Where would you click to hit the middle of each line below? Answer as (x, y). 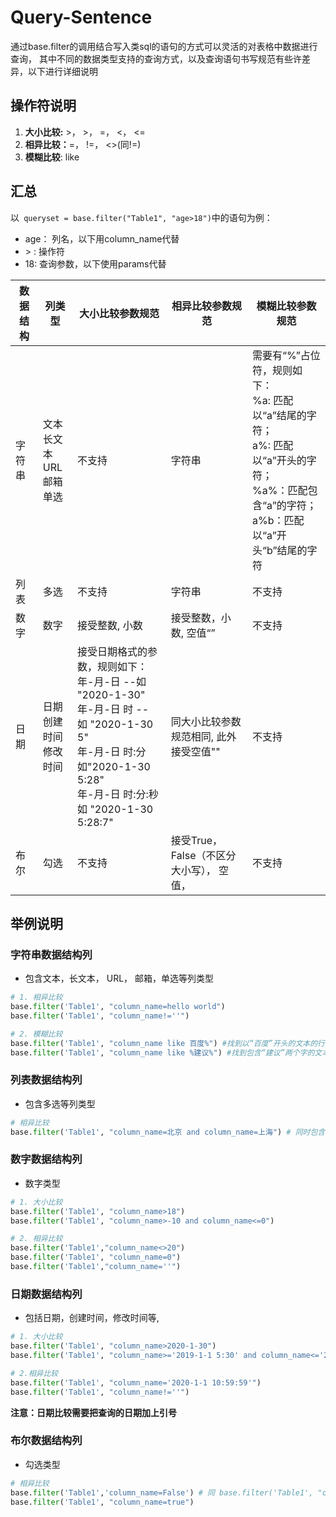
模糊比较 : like (52, 157)
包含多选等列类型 (60, 1103)
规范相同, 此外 (203, 736)
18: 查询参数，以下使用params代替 (95, 263)
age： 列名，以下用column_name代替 (102, 238)
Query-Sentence (81, 17)
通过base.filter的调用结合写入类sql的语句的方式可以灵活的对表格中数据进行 (164, 46)
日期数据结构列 (46, 1294)
